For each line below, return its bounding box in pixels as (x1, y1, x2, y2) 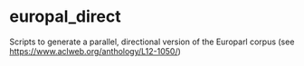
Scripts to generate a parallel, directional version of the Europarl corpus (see (9, 36, 295, 47)
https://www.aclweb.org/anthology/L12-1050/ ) (9, 45, 181, 56)
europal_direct (9, 6, 121, 27)
